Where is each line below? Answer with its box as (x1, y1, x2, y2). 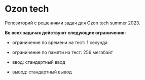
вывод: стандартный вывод (12, 69, 72, 75)
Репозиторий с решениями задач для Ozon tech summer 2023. (5, 20, 140, 26)
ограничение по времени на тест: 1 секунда (12, 39, 107, 46)
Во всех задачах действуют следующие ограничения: (5, 29, 126, 35)
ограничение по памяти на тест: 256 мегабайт (12, 49, 113, 55)
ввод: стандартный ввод (12, 59, 65, 65)
